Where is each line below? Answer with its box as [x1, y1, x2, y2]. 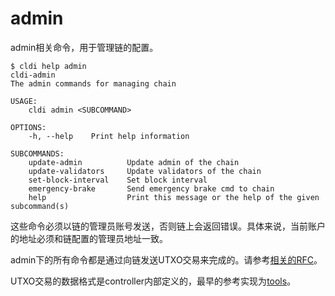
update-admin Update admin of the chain [28, 157, 240, 167]
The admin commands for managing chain [10, 78, 177, 89]
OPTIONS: [10, 122, 47, 132]
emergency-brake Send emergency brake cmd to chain [28, 183, 275, 194]
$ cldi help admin [10, 61, 87, 71]
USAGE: [10, 96, 38, 106]
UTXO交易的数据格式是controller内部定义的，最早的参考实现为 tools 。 [10, 275, 297, 287]
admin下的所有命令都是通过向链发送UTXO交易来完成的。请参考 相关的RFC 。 [10, 253, 323, 266]
